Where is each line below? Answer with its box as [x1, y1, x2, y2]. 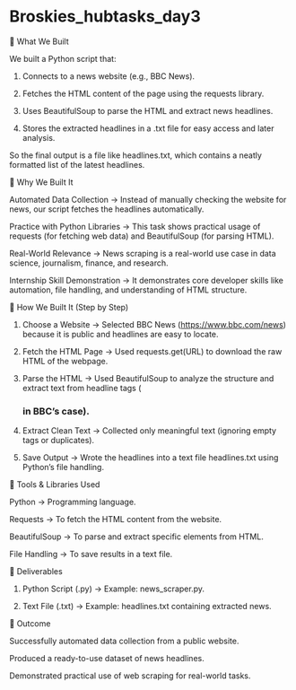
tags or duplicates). [22, 435, 95, 446]
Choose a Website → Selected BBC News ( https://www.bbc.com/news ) [22, 319, 287, 329]
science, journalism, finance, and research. [9, 258, 169, 268]
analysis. [22, 132, 56, 143]
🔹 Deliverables [9, 566, 63, 577]
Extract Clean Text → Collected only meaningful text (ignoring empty [22, 425, 276, 436]
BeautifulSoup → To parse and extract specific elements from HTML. [9, 531, 265, 542]
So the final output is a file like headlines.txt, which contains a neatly [9, 150, 263, 161]
